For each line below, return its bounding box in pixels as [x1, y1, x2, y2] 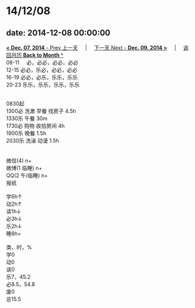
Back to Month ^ [22, 52, 64, 59]
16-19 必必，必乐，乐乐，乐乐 [6, 74, 78, 81]
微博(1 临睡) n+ [6, 165, 43, 171]
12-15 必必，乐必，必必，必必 [6, 66, 78, 73]
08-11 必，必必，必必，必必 [6, 59, 79, 66]
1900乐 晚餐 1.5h [6, 130, 47, 137]
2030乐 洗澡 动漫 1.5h [6, 137, 59, 144]
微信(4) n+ [6, 157, 32, 164]
